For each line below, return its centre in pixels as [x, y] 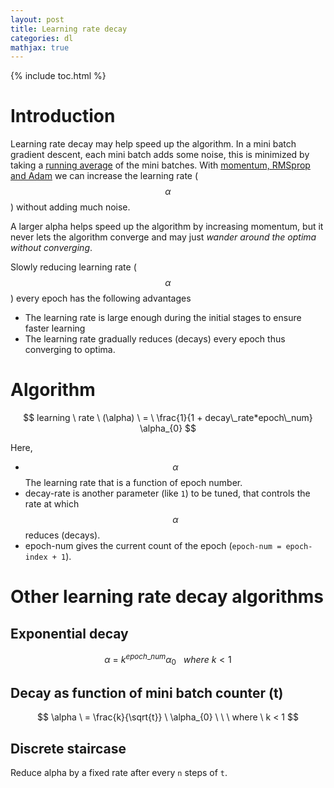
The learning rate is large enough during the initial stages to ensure [163, 318]
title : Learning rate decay [69, 29]
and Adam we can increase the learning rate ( [104, 176]
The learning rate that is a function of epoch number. [133, 483]
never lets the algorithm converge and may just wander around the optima [163, 237]
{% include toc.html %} [58, 76]
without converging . [51, 248]
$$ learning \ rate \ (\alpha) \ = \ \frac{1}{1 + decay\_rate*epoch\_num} [168, 418]
